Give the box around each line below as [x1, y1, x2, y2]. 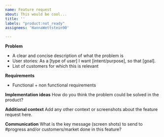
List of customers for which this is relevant [12, 63, 99, 69]
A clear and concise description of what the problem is [12, 53, 124, 59]
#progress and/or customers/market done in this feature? [5, 126, 122, 133]
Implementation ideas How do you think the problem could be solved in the [5, 92, 159, 98]
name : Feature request [5, 7, 52, 12]
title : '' [5, 16, 26, 21]
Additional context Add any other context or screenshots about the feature [5, 107, 158, 112]
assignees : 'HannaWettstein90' [5, 26, 69, 30]
